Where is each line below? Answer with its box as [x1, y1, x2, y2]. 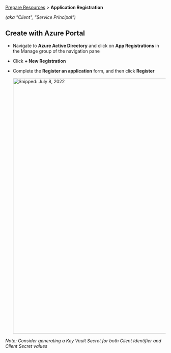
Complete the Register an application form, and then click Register [12, 67, 155, 74]
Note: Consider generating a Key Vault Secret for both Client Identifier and [5, 337, 162, 344]
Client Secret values [5, 343, 47, 349]
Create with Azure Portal [5, 29, 85, 38]
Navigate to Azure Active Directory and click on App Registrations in [12, 42, 159, 49]
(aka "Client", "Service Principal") [5, 14, 76, 20]
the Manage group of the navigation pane [12, 48, 100, 54]
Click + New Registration [12, 58, 66, 64]
